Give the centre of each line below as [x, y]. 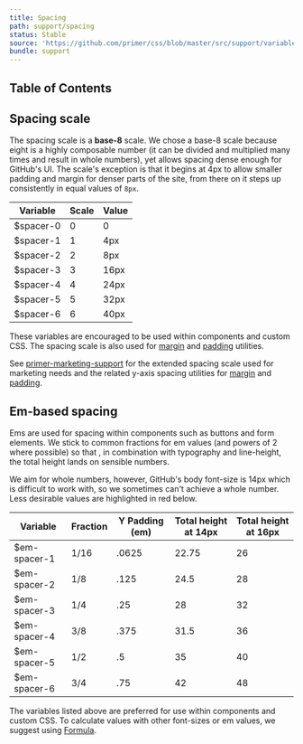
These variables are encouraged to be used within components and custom [150, 336]
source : [24, 43]
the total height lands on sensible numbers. [89, 462]
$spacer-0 [37, 226]
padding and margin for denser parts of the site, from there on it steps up [145, 179]
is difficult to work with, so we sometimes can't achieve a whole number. [144, 489]
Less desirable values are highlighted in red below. [103, 499]
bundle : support [40, 52]
